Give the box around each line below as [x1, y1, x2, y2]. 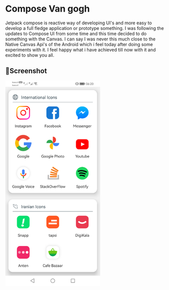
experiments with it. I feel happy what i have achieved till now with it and [5, 47, 156, 53]
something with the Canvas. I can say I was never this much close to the [5, 36, 156, 42]
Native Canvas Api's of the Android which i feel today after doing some [5, 41, 153, 47]
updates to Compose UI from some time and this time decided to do [5, 30, 147, 36]
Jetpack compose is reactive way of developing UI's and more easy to [5, 20, 152, 26]
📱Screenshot [5, 67, 47, 75]
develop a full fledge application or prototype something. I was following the [5, 25, 164, 31]
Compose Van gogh [5, 3, 90, 15]
